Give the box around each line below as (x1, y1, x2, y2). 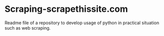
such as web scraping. (4, 25, 51, 31)
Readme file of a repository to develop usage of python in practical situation (4, 20, 159, 26)
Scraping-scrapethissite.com (4, 3, 128, 15)
